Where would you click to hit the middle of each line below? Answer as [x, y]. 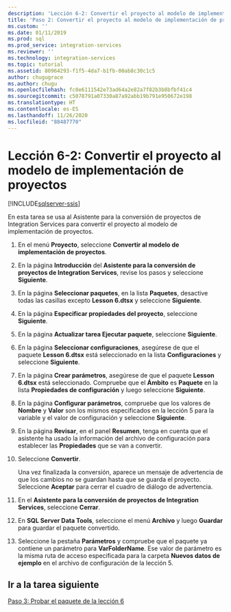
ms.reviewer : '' [31, 52]
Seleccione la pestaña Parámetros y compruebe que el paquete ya [112, 541]
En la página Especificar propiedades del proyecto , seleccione [108, 314]
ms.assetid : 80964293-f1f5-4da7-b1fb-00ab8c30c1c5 [82, 71]
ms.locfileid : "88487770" [45, 122]
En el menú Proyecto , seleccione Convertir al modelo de [98, 245]
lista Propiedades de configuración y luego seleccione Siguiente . [111, 390]
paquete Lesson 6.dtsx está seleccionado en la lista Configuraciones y [119, 355]
